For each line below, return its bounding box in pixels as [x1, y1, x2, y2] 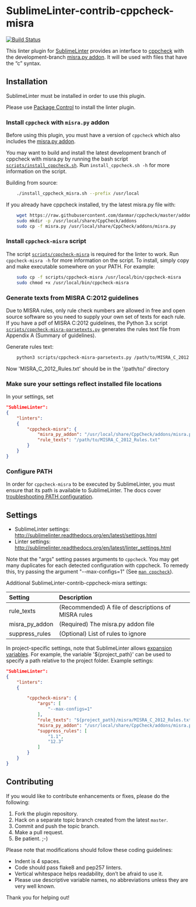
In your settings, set [6, 393, 54, 400]
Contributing [6, 777, 54, 787]
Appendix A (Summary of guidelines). [6, 332, 96, 339]
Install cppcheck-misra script [6, 237, 86, 245]
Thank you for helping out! [6, 894, 70, 901]
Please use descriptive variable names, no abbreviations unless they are [14, 876, 188, 883]
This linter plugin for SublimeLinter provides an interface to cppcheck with [6, 47, 184, 54]
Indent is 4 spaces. [14, 857, 61, 865]
